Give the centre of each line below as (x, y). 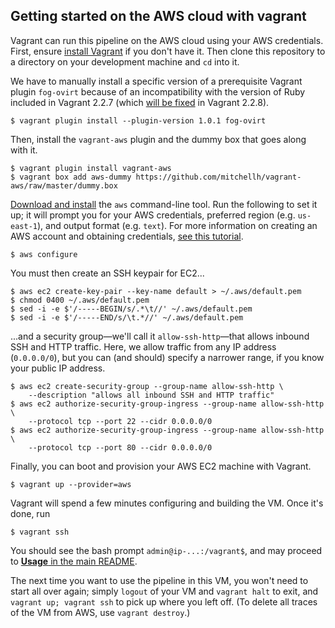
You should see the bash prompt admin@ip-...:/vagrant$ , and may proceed (166, 550)
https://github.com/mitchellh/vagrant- (218, 177)
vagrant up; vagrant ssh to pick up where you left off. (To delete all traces (164, 601)
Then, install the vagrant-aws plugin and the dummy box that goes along (158, 139)
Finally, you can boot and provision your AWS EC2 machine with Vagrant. (161, 466)
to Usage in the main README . (74, 561)
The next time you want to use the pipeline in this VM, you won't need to (159, 580)
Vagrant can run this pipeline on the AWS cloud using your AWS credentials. (167, 40)
